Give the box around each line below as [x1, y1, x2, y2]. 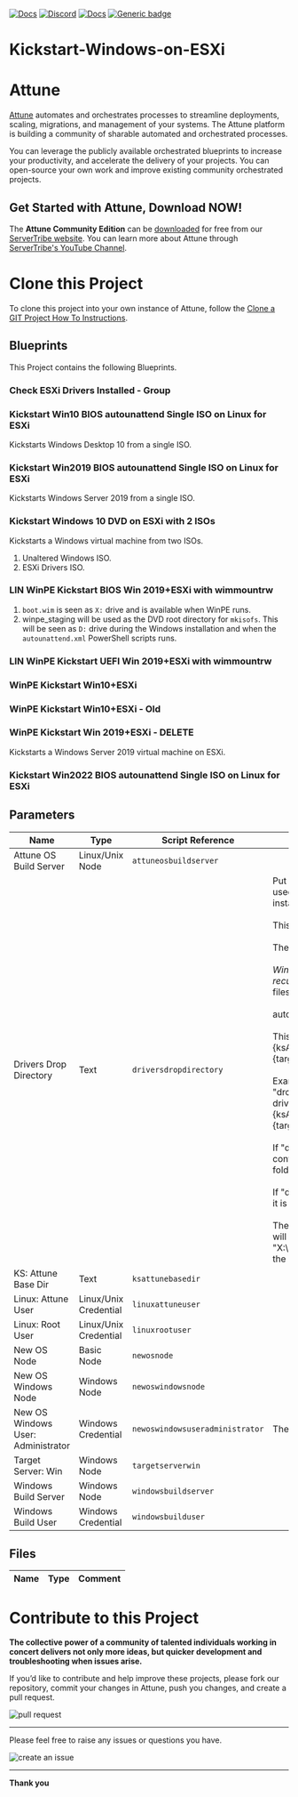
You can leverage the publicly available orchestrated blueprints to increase [9, 146, 282, 157]
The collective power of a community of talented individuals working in [9, 1637, 277, 1648]
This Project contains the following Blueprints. [9, 361, 177, 373]
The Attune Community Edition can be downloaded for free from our [9, 223, 263, 234]
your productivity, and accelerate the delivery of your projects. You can [9, 156, 270, 166]
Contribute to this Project [9, 1608, 200, 1628]
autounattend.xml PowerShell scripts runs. [21, 633, 177, 643]
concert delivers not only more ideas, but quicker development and [9, 1647, 263, 1657]
